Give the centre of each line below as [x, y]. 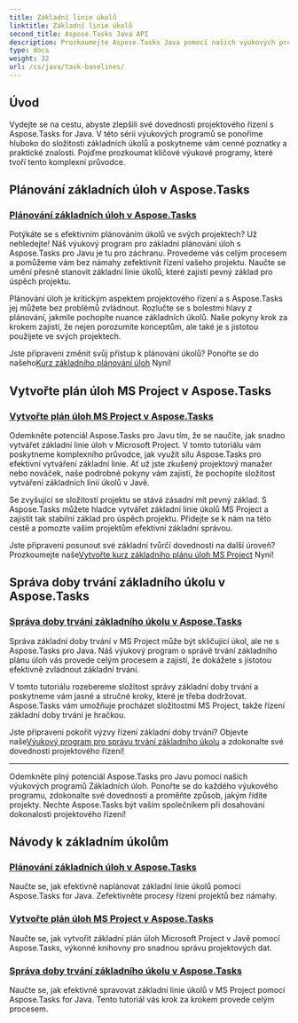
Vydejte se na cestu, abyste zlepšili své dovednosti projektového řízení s [141, 124]
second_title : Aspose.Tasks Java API [79, 34]
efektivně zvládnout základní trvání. [74, 669]
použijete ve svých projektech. [65, 336]
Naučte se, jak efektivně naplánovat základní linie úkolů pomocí [125, 886]
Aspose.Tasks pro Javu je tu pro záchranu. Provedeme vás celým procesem [148, 253]
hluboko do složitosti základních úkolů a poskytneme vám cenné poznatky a [148, 143]
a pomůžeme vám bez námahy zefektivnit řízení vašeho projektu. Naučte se [148, 263]
